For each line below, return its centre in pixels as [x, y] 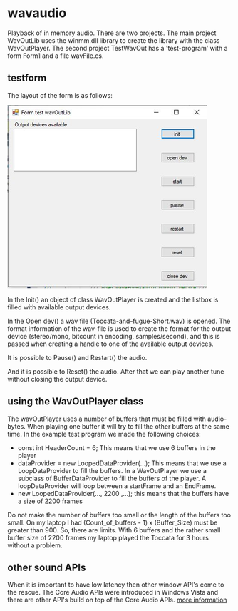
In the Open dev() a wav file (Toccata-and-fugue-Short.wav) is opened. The [119, 321]
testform [27, 78]
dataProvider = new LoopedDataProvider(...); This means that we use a [122, 463]
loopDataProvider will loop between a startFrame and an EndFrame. [117, 486]
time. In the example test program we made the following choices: [104, 434]
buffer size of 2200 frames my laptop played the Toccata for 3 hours [108, 537]
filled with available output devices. [59, 307]
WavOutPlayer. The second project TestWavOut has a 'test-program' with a [118, 48]
